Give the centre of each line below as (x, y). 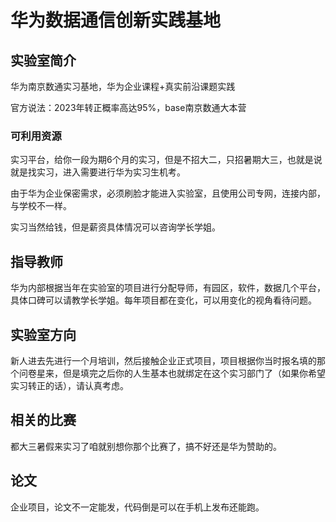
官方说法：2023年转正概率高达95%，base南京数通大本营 (128, 107)
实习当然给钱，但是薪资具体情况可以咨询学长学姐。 (115, 227)
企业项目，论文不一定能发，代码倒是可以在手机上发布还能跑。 (137, 507)
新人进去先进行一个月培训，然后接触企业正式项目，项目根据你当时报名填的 (163, 360)
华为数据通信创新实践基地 (116, 20)
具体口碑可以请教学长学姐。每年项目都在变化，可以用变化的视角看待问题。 (163, 300)
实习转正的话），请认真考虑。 (69, 385)
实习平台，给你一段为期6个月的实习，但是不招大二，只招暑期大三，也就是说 (166, 160)
